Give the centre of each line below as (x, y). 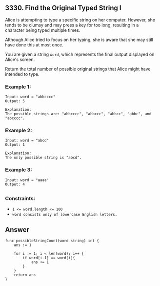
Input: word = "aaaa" (27, 180)
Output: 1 (15, 145)
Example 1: (18, 86)
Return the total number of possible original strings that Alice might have (78, 69)
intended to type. (22, 74)
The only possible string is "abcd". (43, 158)
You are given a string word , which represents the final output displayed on (80, 54)
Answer (17, 230)
